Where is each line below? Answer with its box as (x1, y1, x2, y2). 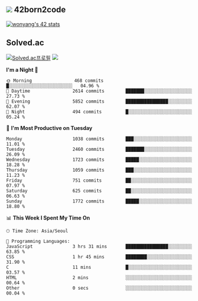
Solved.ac (6, 38, 44, 48)
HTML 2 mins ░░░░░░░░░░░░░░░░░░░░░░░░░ (6, 274, 193, 281)
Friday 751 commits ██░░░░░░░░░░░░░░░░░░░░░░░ (6, 178, 193, 183)
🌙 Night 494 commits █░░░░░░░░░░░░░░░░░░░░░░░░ (6, 109, 193, 115)
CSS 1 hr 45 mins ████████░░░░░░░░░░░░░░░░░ (6, 254, 193, 260)
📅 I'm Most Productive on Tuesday (6, 124, 93, 131)
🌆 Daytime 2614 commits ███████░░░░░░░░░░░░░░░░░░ (6, 88, 193, 94)
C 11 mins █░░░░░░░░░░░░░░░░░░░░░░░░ (6, 264, 193, 270)
